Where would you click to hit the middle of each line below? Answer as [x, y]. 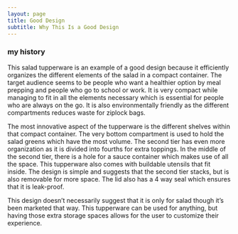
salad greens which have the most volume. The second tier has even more [116, 141]
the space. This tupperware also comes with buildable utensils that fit [109, 164]
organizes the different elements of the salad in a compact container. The [115, 74]
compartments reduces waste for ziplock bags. [76, 112]
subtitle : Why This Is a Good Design [63, 27]
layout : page [27, 14]
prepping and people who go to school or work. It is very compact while [113, 90]
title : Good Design [36, 21]
